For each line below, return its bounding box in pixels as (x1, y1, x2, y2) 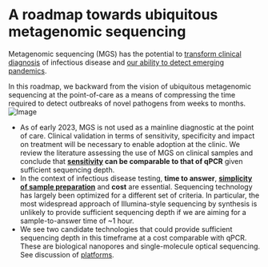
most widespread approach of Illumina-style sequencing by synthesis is (19, 198, 258, 209)
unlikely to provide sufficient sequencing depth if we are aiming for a (19, 207, 246, 217)
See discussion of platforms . (19, 249, 114, 259)
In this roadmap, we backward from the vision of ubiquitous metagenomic (8, 82, 252, 91)
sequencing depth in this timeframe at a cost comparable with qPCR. (19, 233, 247, 242)
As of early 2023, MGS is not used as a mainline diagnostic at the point (19, 122, 254, 132)
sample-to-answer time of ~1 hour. (19, 216, 134, 225)
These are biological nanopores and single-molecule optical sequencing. (19, 241, 261, 251)
